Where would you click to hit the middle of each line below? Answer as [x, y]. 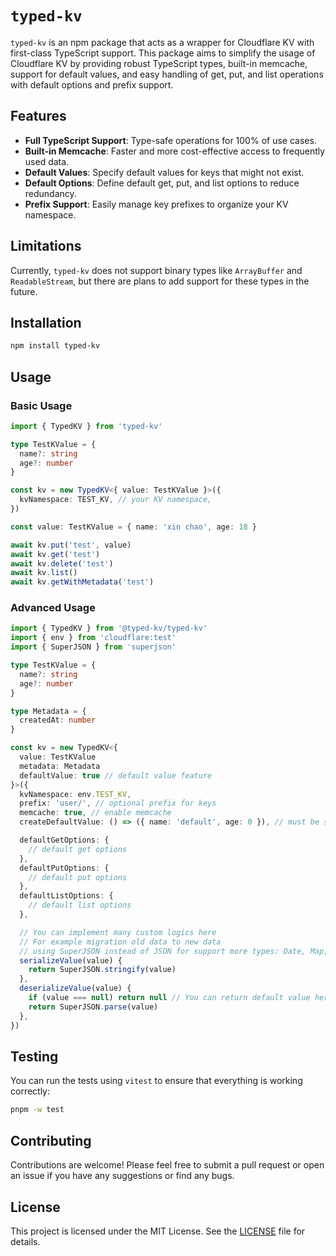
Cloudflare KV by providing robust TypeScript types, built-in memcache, [159, 63]
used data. [47, 161]
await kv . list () [44, 573]
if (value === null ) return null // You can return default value [169, 998]
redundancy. [50, 193]
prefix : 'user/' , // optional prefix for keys [118, 803]
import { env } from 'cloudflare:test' [93, 638]
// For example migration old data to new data [120, 942]
